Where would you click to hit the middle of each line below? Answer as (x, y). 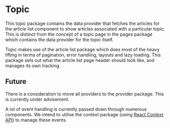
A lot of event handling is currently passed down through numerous (76, 109)
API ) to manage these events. (36, 120)
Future (16, 82)
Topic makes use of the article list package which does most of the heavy (82, 49)
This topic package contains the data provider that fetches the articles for (82, 23)
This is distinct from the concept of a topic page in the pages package (79, 34)
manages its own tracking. (33, 66)
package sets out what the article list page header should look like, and (80, 60)
